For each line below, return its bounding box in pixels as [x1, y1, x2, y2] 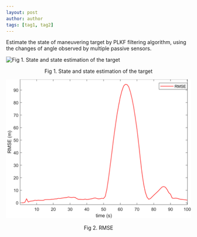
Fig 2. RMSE [84, 224, 113, 232]
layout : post [6, 9, 38, 15]
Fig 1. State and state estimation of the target [44, 68, 153, 75]
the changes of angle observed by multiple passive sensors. [6, 45, 152, 52]
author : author [6, 15, 43, 22]
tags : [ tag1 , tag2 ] [6, 22, 54, 28]
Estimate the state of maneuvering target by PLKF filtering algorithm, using [6, 39, 186, 46]
